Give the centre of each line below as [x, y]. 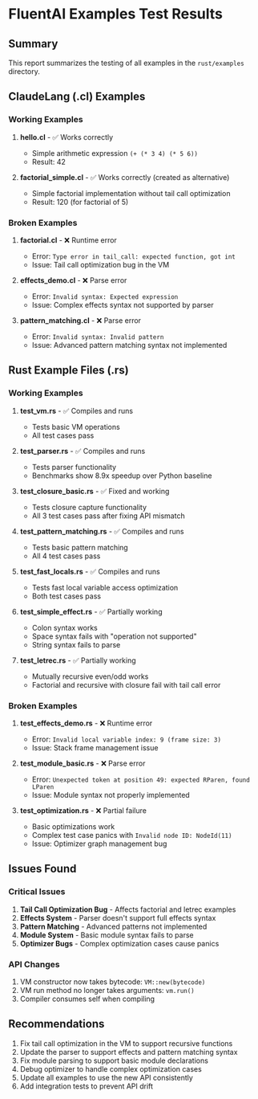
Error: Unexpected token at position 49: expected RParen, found [141, 779]
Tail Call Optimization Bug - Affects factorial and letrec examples [128, 909]
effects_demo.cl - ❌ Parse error [73, 280]
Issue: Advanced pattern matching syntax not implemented [129, 345]
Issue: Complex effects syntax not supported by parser [123, 304]
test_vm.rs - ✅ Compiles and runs [77, 411]
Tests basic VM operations [76, 427]
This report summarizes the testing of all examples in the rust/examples [126, 63]
